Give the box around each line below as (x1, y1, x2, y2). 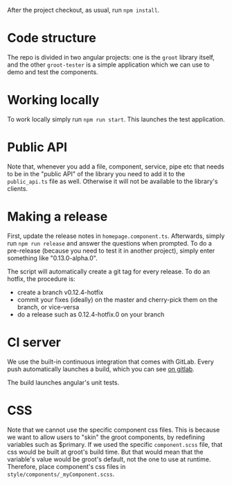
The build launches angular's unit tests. (7, 378, 120, 386)
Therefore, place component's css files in (7, 462, 126, 470)
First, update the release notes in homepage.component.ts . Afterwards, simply (7, 232, 225, 240)
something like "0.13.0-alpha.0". (7, 253, 98, 262)
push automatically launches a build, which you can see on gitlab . (7, 364, 195, 373)
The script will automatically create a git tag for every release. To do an (7, 267, 210, 275)
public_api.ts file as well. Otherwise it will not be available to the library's (7, 177, 218, 185)
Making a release (7, 209, 108, 224)
